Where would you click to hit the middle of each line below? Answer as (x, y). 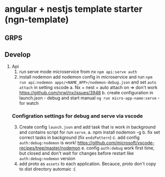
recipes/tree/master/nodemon (50, 148)
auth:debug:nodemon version (47, 158)
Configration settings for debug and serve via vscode (77, 116)
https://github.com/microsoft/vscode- (116, 142)
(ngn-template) (37, 20)
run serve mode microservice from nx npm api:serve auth (78, 72)
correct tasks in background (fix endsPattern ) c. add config (79, 137)
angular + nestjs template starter (74, 9)
